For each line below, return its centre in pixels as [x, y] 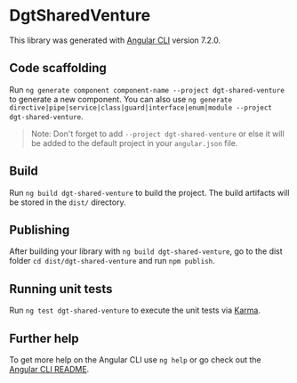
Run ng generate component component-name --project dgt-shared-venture [147, 89]
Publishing [40, 229]
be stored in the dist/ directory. [68, 202]
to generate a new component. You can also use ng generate [121, 99]
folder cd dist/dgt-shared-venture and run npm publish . [112, 261]
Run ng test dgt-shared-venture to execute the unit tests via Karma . [135, 310]
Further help [44, 338]
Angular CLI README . [49, 369]
